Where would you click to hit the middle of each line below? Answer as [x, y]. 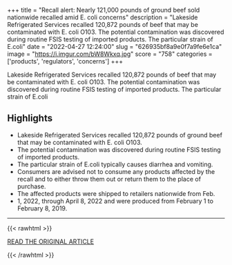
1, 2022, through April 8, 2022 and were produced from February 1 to [115, 201]
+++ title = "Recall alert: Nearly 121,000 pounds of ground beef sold [104, 10]
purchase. [31, 186]
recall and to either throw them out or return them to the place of [109, 179]
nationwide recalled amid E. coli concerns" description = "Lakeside [103, 17]
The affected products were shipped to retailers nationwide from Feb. [116, 193]
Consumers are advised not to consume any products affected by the [116, 171]
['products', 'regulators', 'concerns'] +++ [65, 61]
